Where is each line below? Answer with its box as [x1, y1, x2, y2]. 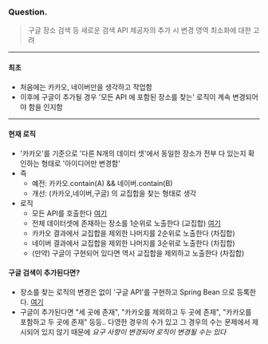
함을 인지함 [28, 102, 63, 112]
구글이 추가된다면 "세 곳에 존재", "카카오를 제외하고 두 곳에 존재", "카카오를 [19, 306, 252, 317]
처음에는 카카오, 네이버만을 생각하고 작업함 [19, 82, 153, 92]
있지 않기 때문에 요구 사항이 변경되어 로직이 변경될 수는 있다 [41, 326, 227, 337]
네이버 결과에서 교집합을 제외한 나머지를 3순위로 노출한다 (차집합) [31, 238, 235, 247]
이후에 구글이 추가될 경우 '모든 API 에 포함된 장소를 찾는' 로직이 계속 [19, 92, 231, 101]
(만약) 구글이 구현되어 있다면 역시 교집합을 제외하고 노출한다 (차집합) [31, 248, 245, 258]
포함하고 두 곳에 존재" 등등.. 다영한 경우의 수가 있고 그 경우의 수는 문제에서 [19, 317, 250, 326]
